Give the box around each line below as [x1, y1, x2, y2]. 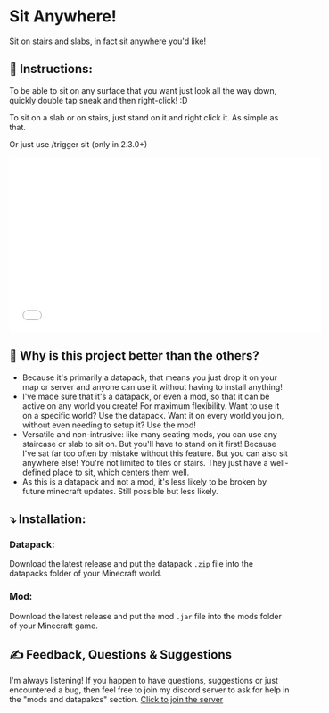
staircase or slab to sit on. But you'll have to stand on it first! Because [21, 438, 276, 449]
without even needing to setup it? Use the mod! [21, 419, 196, 430]
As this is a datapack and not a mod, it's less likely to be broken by [21, 476, 267, 487]
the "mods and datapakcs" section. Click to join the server [9, 694, 224, 705]
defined [21, 467, 52, 477]
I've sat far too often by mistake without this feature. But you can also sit [21, 448, 288, 459]
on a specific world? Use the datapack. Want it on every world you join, [21, 410, 284, 420]
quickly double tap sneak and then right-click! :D [9, 95, 188, 105]
